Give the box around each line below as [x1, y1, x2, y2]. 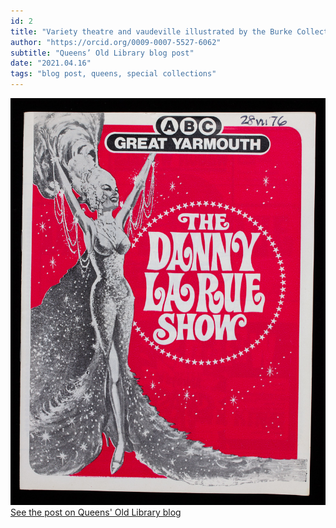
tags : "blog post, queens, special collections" [10, 69, 217, 79]
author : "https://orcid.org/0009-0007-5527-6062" [10, 37, 222, 47]
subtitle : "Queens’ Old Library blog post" [10, 48, 195, 58]
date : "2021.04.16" [10, 58, 92, 69]
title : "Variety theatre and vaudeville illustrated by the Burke [10, 26, 293, 37]
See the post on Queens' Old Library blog [10, 506, 182, 518]
